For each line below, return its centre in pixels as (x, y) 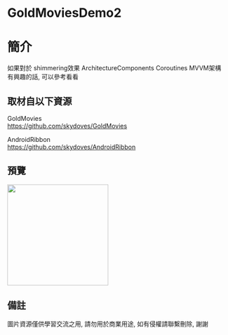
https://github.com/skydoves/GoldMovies (67, 126)
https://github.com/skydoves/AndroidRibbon (72, 147)
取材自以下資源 (40, 101)
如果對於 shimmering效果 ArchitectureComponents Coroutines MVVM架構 (114, 68)
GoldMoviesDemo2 (65, 13)
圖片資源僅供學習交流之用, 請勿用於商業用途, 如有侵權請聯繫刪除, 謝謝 (108, 324)
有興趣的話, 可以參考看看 (43, 77)
